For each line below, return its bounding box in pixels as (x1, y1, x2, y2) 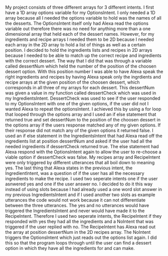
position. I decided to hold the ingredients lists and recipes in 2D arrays (5, 47, 152, 53)
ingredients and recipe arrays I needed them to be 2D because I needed (5, 36, 154, 42)
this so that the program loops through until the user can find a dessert (5, 240, 151, 246)
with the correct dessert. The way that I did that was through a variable (5, 58, 152, 63)
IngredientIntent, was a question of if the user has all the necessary (5, 170, 144, 176)
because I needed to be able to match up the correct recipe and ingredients (5, 52, 161, 58)
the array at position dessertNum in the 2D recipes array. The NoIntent (5, 229, 151, 235)
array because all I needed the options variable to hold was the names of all (5, 15, 161, 21)
